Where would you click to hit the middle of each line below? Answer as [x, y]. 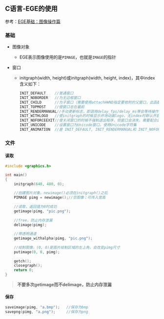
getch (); [23, 261]
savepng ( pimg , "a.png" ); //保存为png [47, 312]
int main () [16, 175]
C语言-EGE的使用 [31, 9]
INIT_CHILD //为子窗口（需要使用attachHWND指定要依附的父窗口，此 [86, 102]
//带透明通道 [25, 234]
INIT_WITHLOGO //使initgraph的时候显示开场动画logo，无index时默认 [86, 116]
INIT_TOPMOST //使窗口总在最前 [52, 107]
